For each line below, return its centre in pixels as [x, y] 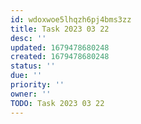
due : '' [26, 76]
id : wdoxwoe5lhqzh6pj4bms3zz [71, 19]
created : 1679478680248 [60, 57]
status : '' [33, 66]
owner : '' [31, 94]
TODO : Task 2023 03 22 [57, 103]
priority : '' [37, 85]
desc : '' [28, 38]
